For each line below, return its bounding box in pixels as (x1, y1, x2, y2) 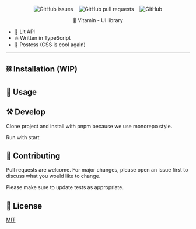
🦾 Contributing (6, 151, 61, 160)
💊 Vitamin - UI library (72, 17, 124, 23)
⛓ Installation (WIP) (6, 64, 78, 74)
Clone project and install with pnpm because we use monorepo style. (6, 122, 173, 129)
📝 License (6, 201, 43, 211)
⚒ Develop (6, 107, 45, 117)
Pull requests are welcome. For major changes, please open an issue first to (6, 166, 188, 173)
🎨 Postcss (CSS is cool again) (14, 41, 86, 48)
